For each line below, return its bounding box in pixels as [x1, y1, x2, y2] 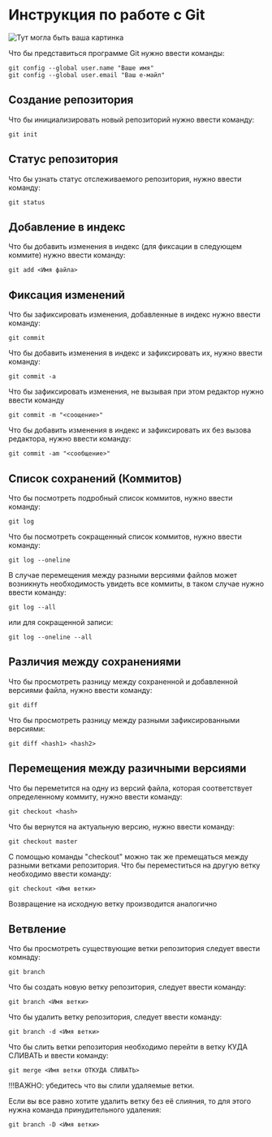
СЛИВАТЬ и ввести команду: [8, 1051, 109, 1061]
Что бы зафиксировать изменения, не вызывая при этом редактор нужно [8, 387, 264, 397]
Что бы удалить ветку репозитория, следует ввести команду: [8, 1012, 222, 1022]
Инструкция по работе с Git [8, 6, 205, 24]
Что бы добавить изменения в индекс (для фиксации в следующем [8, 242, 242, 252]
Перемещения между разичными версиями [8, 761, 247, 776]
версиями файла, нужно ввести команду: [8, 685, 153, 695]
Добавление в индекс [8, 220, 126, 234]
